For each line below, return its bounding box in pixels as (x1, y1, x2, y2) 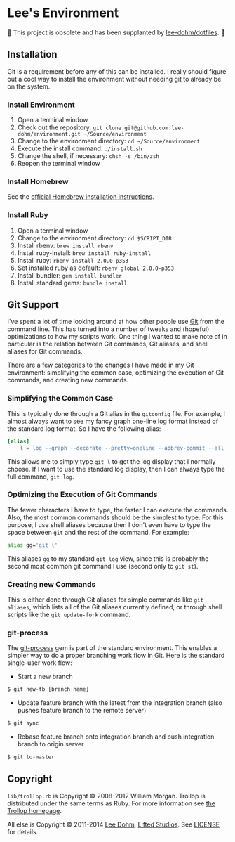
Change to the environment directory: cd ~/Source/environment (17, 137, 201, 145)
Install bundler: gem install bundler (17, 271, 122, 279)
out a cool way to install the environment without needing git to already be (7, 75, 222, 83)
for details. (7, 827, 39, 836)
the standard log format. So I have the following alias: (7, 424, 161, 433)
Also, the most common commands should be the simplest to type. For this (7, 513, 224, 522)
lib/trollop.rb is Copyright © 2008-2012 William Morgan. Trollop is (7, 791, 206, 800)
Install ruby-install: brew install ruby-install (17, 248, 152, 257)
